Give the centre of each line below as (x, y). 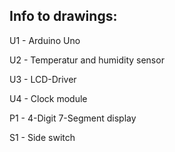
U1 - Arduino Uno (45, 40)
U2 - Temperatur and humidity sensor (87, 60)
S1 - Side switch (42, 137)
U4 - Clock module (48, 98)
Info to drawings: (63, 16)
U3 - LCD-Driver (43, 79)
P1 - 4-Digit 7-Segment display (73, 118)
